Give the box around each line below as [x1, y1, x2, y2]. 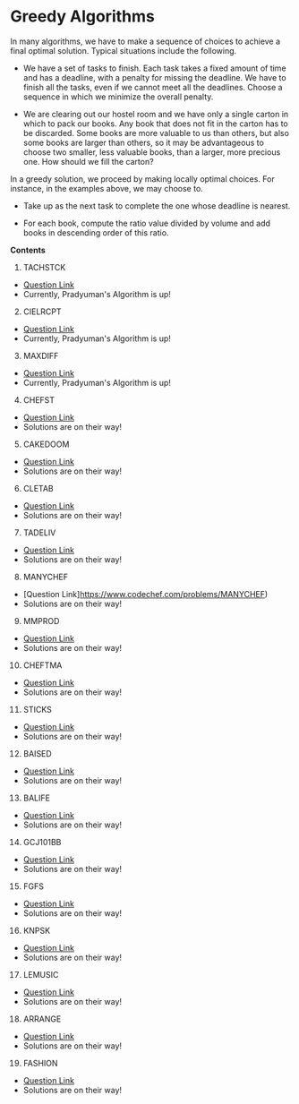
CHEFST [22, 394, 56, 405]
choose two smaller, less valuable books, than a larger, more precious [22, 146, 281, 158]
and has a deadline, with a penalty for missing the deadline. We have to [22, 72, 286, 82]
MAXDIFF [22, 350, 59, 361]
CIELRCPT [22, 306, 62, 317]
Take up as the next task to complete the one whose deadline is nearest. [22, 200, 291, 211]
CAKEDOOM [22, 439, 70, 449]
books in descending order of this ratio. [22, 227, 169, 238]
